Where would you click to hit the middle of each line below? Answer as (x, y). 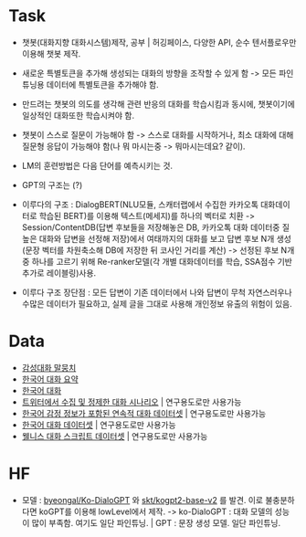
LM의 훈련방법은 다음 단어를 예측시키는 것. (97, 165)
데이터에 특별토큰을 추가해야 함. (102, 84)
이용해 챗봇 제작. (51, 53)
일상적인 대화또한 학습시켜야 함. (78, 115)
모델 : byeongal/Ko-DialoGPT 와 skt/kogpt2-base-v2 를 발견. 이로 (142, 500)
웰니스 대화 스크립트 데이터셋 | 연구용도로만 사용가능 (115, 436)
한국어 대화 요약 (50, 379)
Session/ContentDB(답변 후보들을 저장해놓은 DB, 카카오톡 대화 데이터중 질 (155, 227)
